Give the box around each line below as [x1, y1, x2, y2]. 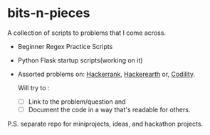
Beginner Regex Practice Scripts [17, 42, 113, 50]
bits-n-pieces [7, 5, 90, 21]
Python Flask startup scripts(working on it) [17, 55, 143, 65]
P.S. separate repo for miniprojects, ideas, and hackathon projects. [7, 119, 204, 129]
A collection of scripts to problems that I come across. [7, 28, 166, 37]
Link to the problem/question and [28, 97, 126, 106]
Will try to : [17, 83, 50, 92]
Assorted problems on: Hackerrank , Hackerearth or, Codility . [17, 70, 196, 78]
